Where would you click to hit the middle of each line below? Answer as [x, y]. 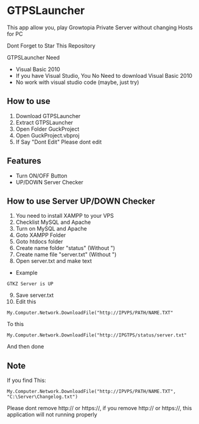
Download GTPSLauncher [48, 116]
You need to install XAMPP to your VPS [65, 216]
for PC [15, 33]
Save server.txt [35, 295]
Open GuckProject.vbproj [47, 135]
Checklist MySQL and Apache [53, 222]
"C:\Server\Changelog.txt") [43, 397]
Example [27, 273]
